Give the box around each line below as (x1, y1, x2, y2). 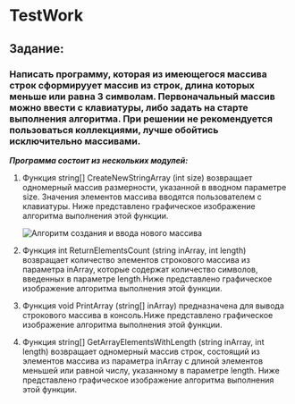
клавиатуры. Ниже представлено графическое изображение (21, 200, 257, 211)
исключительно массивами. (9, 135, 141, 147)
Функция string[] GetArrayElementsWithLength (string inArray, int (21, 336, 265, 347)
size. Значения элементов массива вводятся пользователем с (21, 191, 262, 202)
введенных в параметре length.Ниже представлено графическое (21, 274, 273, 284)
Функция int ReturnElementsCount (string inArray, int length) (21, 245, 247, 256)
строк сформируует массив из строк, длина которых (9, 79, 255, 91)
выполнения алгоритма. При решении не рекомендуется (9, 113, 273, 125)
